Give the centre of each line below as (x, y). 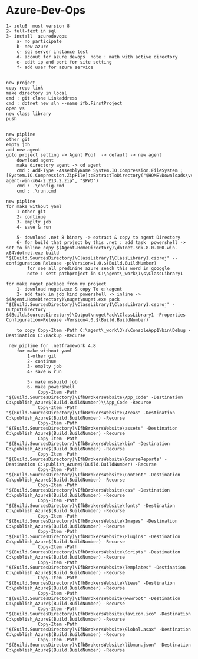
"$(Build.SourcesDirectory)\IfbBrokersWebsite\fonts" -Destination (91, 505)
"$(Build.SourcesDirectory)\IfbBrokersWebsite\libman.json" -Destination (99, 645)
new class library (29, 113)
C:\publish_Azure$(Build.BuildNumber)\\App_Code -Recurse (79, 402)
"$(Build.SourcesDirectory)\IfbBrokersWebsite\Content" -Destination (93, 475)
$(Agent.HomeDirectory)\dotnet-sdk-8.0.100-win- (117, 248)
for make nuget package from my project (57, 284)
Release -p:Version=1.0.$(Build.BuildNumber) (100, 263)
